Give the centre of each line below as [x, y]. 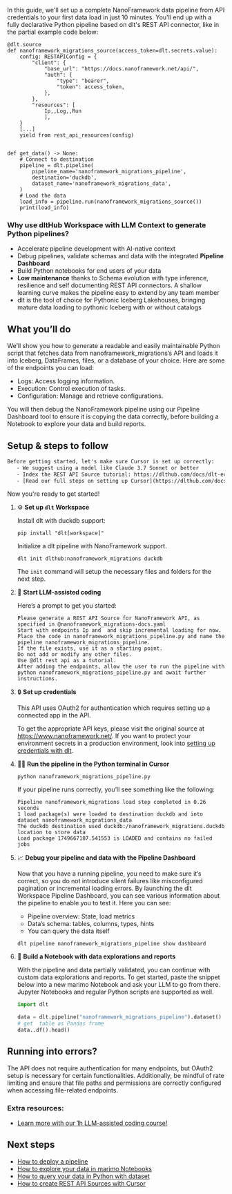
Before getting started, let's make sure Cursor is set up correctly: [111, 461]
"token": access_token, [91, 87]
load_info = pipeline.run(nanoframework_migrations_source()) [111, 202]
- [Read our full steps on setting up [72, 481]
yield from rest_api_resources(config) [77, 135]
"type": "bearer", [83, 81]
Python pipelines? [38, 233]
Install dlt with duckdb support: [61, 521]
